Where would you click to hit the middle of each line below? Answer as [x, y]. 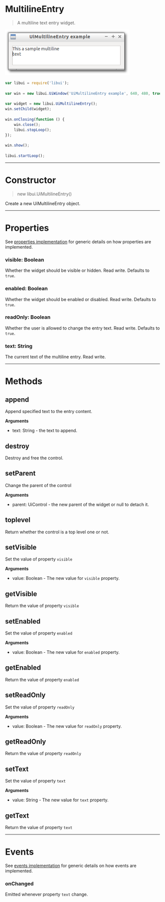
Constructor [31, 180]
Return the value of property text [39, 827]
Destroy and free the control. [34, 458]
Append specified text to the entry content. [49, 412]
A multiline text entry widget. [46, 23]
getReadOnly [26, 742]
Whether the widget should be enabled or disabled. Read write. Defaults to [81, 299]
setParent [20, 473]
